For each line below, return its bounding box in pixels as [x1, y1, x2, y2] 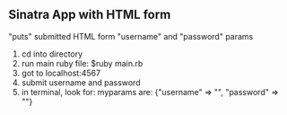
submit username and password [21, 76, 141, 88]
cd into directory [21, 49, 83, 59]
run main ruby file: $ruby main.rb [21, 57, 143, 68]
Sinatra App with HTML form [8, 7, 171, 22]
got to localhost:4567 [21, 67, 100, 78]
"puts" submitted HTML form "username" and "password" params [8, 31, 254, 41]
